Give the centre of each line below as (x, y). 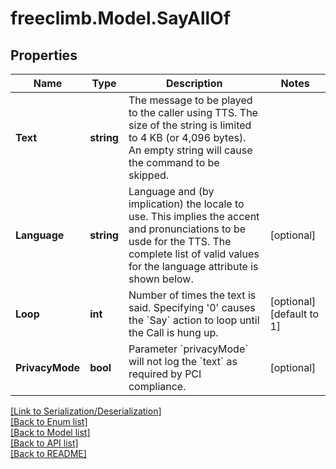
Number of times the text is (192, 295)
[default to (294, 314)
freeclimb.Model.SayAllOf (120, 18)
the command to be (174, 162)
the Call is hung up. (173, 332)
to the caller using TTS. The (193, 112)
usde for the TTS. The (180, 241)
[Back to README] (48, 453)
